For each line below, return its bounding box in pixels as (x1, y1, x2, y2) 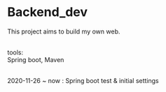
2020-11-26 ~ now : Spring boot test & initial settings (7, 76, 159, 84)
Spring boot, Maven (7, 55, 64, 63)
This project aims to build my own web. (7, 27, 120, 36)
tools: (7, 48, 24, 56)
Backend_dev (7, 4, 88, 20)
